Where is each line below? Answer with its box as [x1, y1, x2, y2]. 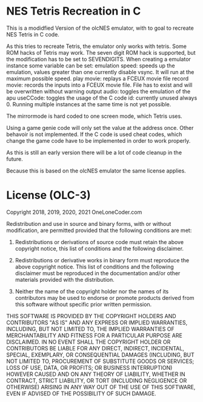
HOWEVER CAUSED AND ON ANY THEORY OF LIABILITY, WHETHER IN [6, 370, 186, 378]
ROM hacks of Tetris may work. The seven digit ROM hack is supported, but [6, 49, 196, 56]
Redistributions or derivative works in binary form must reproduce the [15, 256, 190, 264]
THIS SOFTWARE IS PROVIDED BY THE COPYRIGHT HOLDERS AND [6, 312, 177, 319]
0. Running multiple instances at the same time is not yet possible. [6, 100, 171, 107]
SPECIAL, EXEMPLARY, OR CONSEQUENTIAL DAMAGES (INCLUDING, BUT [6, 351, 195, 358]
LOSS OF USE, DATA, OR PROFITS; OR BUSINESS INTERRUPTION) [6, 364, 173, 371]
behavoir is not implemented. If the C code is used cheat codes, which [6, 131, 182, 138]
